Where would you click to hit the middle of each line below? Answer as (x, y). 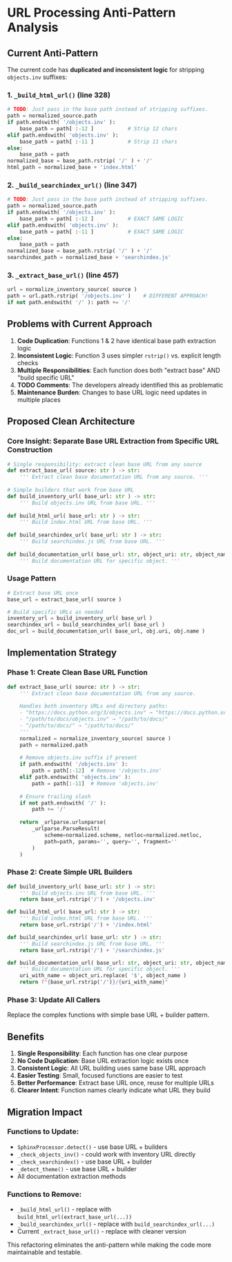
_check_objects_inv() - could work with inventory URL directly (106, 1154)
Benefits (26, 1036)
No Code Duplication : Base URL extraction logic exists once (103, 1061)
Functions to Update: (43, 1132)
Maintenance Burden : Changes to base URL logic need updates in (112, 392)
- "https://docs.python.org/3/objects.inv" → (86, 713)
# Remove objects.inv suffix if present (78, 758)
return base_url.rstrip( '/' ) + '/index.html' (86, 925)
